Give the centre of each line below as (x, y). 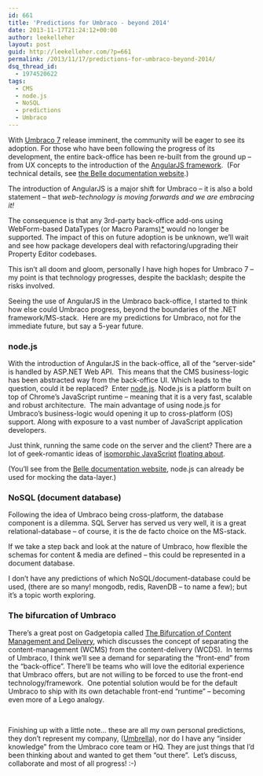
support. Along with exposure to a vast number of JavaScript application (126, 422)
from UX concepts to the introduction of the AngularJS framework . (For (124, 165)
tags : (17, 81)
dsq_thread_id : (33, 67)
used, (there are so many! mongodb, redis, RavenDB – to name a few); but (128, 587)
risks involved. (31, 286)
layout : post (29, 45)
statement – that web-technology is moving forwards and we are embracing (131, 196)
